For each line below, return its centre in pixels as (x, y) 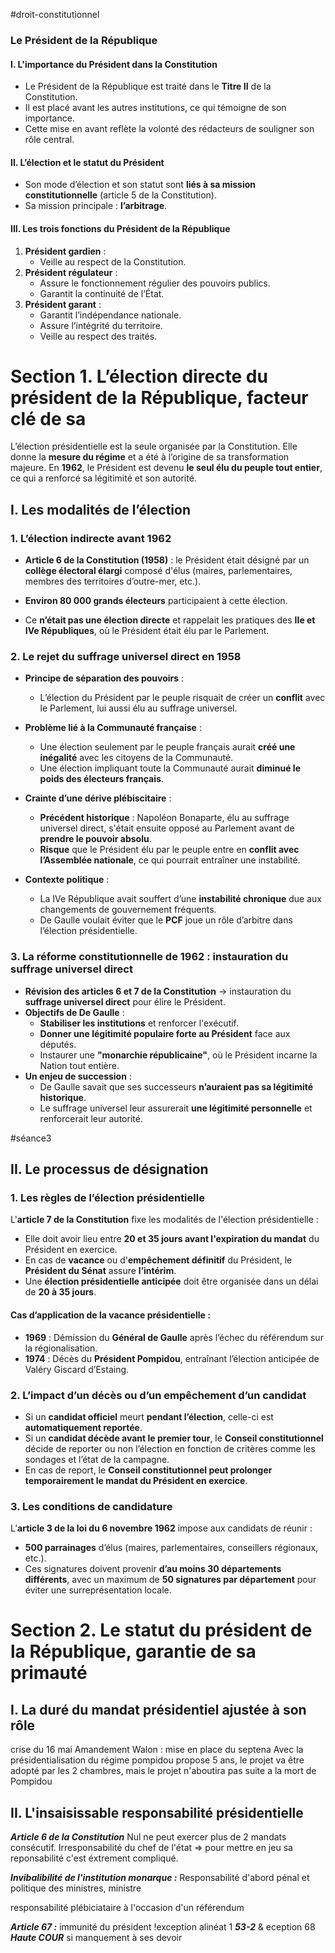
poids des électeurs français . (101, 779)
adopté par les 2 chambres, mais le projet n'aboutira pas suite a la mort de (163, 1771)
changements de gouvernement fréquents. (128, 910)
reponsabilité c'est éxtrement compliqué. (94, 1858)
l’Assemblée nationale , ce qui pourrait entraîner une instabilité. (170, 860)
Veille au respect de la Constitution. (113, 261)
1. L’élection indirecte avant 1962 (91, 538)
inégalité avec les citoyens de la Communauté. (136, 758)
